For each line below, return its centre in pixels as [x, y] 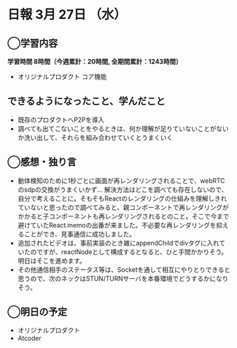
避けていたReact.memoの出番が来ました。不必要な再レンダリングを [117, 225]
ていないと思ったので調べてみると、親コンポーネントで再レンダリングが [123, 207]
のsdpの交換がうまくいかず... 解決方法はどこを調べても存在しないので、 [123, 189]
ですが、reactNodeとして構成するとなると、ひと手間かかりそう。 [132, 252]
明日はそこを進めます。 [52, 260]
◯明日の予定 [37, 312]
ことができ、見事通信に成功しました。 [80, 234]
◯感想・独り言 [42, 162]
